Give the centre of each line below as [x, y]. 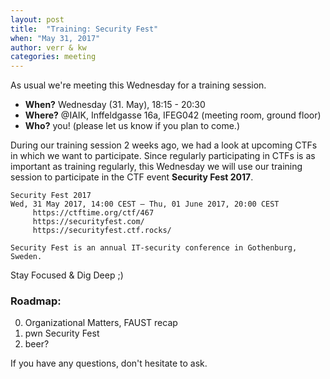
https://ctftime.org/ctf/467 [93, 213]
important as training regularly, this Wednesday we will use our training [156, 167]
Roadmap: [36, 301]
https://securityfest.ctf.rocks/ [102, 231]
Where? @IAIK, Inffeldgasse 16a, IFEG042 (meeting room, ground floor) [173, 115]
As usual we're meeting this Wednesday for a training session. [138, 85]
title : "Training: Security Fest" [84, 29]
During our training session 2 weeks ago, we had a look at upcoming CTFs [164, 145]
